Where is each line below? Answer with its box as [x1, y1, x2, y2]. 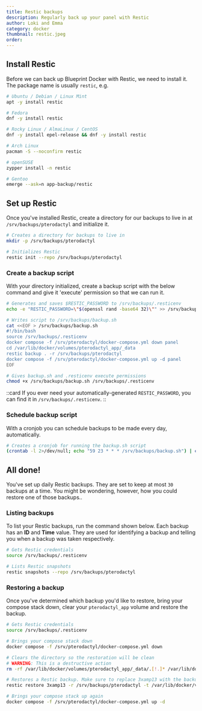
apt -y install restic [6, 99, 63, 105]
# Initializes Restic [6, 249, 61, 255]
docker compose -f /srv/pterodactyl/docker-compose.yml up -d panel [6, 356, 182, 362]
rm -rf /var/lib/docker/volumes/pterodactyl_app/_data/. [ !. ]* [6, 666, 165, 672]
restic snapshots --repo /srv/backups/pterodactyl [6, 569, 136, 575]
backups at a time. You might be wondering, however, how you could [6, 487, 177, 495]
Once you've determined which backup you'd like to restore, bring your [6, 597, 183, 604]
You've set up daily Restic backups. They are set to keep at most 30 [6, 481, 173, 488]
